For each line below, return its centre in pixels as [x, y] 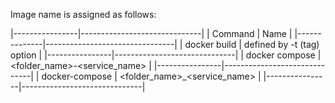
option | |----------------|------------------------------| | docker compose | [166, 55]
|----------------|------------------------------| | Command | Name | [151, 33]
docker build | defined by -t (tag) [252, 44]
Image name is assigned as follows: [83, 14]
